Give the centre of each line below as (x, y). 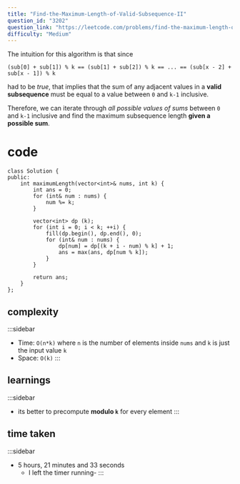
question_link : (30, 27)
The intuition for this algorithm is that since (70, 54)
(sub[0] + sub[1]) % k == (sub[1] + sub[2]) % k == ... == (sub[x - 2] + (120, 67)
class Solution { (33, 171)
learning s (29, 380)
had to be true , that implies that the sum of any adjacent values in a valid (115, 87)
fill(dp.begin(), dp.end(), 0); (94, 234)
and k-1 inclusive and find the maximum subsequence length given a (109, 116)
